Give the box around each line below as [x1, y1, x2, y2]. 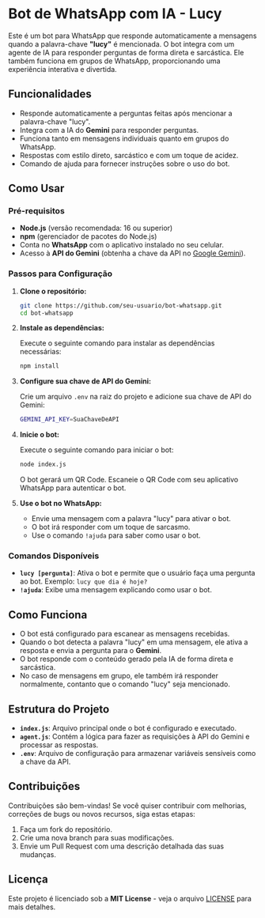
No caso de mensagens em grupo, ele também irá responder [19, 671, 219, 681]
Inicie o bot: [19, 430, 60, 440]
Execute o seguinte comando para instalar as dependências [19, 338, 215, 348]
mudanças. [19, 849, 57, 859]
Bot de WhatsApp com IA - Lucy [8, 5, 222, 23]
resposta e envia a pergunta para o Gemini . [19, 646, 162, 655]
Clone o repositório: [19, 286, 87, 296]
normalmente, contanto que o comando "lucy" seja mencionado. [19, 679, 231, 689]
